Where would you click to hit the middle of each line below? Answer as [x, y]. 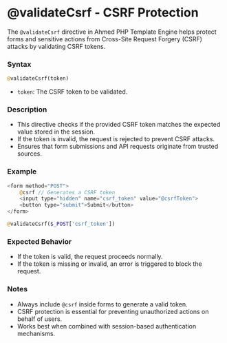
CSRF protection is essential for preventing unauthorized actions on [113, 311]
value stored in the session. [56, 132]
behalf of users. [40, 319]
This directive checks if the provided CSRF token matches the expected [119, 125]
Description [27, 110]
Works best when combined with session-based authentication [107, 326]
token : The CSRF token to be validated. [72, 92]
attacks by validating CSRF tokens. [56, 46]
